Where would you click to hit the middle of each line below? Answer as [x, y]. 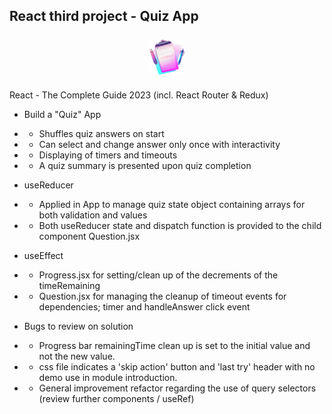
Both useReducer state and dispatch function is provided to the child [180, 225]
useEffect [43, 255]
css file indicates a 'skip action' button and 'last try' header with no [177, 366]
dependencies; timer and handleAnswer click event [144, 306]
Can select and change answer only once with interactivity [159, 144]
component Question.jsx [89, 236]
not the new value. [77, 356]
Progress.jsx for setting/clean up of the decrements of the [158, 275]
